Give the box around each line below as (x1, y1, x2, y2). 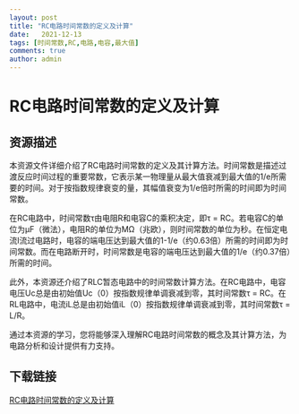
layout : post (9, 13, 58, 22)
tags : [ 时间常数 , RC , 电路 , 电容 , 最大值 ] (9, 38, 140, 47)
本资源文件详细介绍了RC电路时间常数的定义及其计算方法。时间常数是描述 (9, 160, 279, 170)
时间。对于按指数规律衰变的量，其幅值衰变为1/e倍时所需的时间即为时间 (24, 183, 286, 193)
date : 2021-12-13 (9, 30, 82, 39)
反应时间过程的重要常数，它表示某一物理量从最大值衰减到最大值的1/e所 (16, 171, 279, 182)
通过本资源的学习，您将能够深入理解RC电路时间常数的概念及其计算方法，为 (9, 329, 287, 340)
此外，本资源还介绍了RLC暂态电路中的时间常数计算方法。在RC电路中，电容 (9, 277, 286, 287)
